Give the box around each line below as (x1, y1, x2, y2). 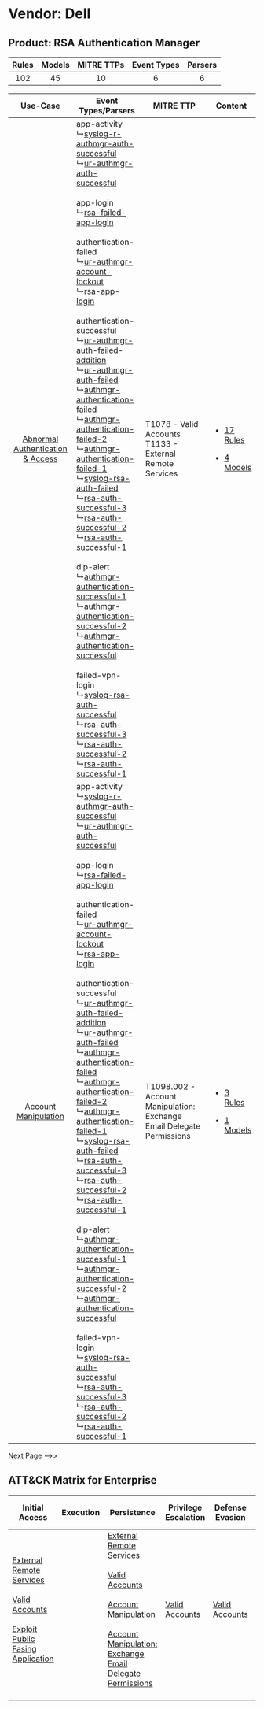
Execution (61, 1507, 101, 1518)
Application (12, 1653, 54, 1664)
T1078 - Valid (145, 419, 199, 429)
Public (12, 1633, 35, 1644)
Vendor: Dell (8, 5, 91, 23)
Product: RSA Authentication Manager (8, 36, 200, 50)
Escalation (164, 1511, 206, 1522)
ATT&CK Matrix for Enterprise (8, 1474, 157, 1487)
